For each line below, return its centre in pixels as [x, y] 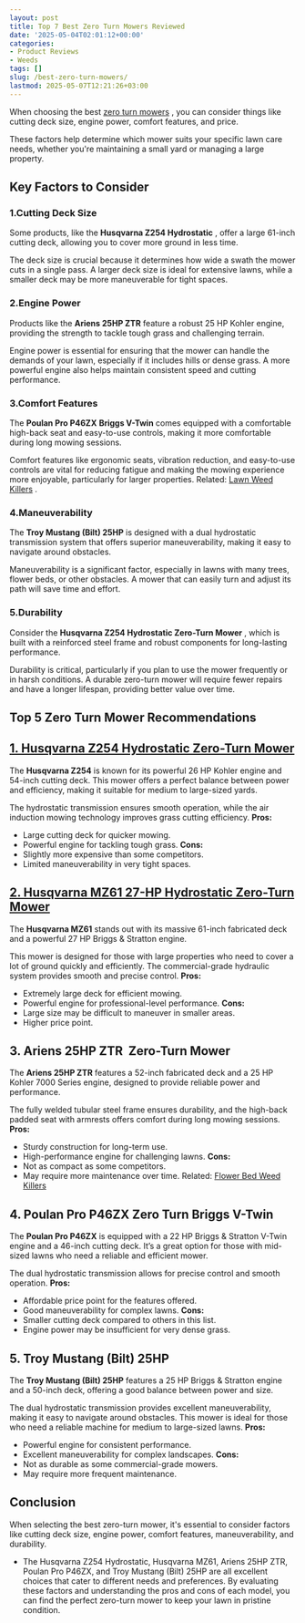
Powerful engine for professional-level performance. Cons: [134, 1003]
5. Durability [36, 613]
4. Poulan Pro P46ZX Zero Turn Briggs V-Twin [142, 1214]
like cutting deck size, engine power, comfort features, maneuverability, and [152, 1534]
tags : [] [26, 69]
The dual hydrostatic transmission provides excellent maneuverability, [140, 1407]
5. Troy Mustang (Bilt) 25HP [90, 1358]
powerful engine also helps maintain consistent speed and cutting [133, 369]
